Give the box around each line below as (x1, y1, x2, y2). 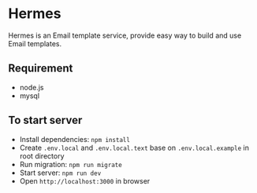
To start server (8, 114, 83, 127)
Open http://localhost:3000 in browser (19, 176, 151, 185)
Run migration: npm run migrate (19, 159, 122, 169)
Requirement (8, 62, 73, 75)
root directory (19, 151, 65, 161)
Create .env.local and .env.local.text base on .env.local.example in (19, 143, 250, 152)
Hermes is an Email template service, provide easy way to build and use (8, 31, 242, 40)
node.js (19, 82, 45, 92)
